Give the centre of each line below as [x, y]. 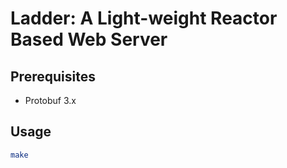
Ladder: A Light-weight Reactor [144, 18]
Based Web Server [89, 39]
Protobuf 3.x [50, 100]
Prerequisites [53, 76]
